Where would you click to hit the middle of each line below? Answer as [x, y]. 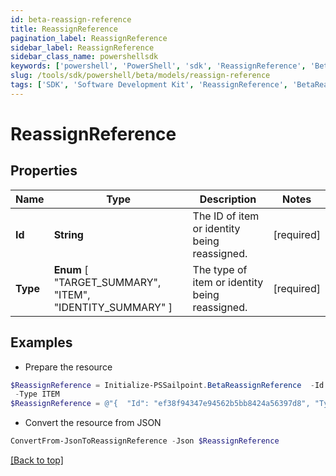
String [68, 234]
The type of [220, 269]
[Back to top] [37, 460]
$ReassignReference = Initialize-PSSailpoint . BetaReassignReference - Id [167, 385]
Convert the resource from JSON [93, 423]
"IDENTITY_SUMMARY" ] [113, 307]
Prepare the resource [68, 367]
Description [228, 199]
